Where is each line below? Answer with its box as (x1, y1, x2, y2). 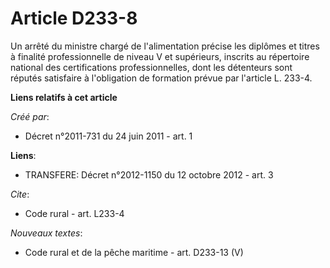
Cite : (10, 188, 30, 200)
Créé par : (10, 110, 50, 122)
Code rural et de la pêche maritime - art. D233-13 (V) (24, 246, 244, 258)
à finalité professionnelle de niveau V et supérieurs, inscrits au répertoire (10, 50, 310, 62)
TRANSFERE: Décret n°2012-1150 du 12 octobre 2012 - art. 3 (24, 168, 274, 181)
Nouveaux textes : (10, 227, 83, 239)
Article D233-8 (10, 7, 138, 30)
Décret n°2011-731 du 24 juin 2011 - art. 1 (24, 130, 193, 142)
